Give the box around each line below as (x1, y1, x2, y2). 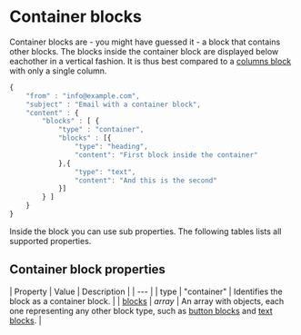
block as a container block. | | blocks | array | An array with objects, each (9, 295, 285, 306)
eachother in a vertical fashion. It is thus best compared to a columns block (9, 55, 292, 66)
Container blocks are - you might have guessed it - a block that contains (9, 36, 281, 47)
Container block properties (9, 261, 166, 278)
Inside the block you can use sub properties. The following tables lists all (9, 225, 282, 237)
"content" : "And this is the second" (74, 175, 218, 185)
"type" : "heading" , (74, 143, 148, 152)
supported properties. (9, 235, 92, 246)
